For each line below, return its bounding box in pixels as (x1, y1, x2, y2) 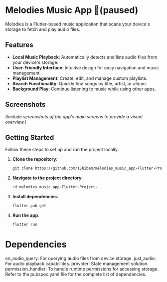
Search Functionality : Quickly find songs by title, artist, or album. (12, 80, 147, 86)
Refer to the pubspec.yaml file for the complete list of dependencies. (5, 271, 147, 277)
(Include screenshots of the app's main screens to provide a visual (5, 113, 143, 119)
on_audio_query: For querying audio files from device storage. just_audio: (5, 255, 156, 261)
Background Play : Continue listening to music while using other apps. (12, 86, 156, 92)
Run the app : (12, 212, 40, 218)
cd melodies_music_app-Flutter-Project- (12, 185, 98, 190)
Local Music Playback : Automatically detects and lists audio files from (12, 54, 158, 60)
